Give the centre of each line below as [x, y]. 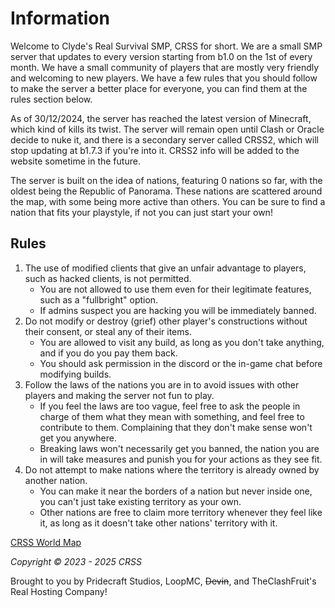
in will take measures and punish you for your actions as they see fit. [181, 459]
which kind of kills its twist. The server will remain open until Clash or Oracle [167, 129]
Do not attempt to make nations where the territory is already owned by [172, 469]
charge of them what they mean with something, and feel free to [172, 416]
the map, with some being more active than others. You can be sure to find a [168, 201]
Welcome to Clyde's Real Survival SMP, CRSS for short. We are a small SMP [166, 46]
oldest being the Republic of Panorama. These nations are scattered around [166, 191]
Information [60, 18]
